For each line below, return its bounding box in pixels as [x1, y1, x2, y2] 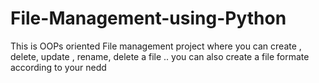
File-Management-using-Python [10, 7, 287, 30]
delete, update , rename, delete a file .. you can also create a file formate [10, 50, 310, 62]
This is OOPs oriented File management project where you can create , [10, 40, 302, 52]
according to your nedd [10, 61, 107, 73]
